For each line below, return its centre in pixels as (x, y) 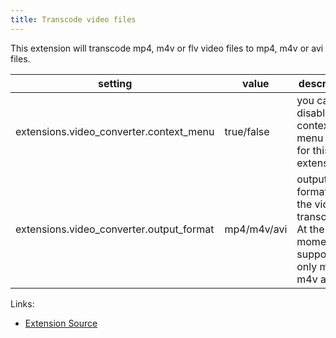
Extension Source (61, 323)
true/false (247, 131)
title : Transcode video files (73, 19)
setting (115, 83)
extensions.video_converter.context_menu (115, 131)
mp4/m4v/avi (256, 229)
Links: (22, 303)
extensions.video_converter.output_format (115, 229)
